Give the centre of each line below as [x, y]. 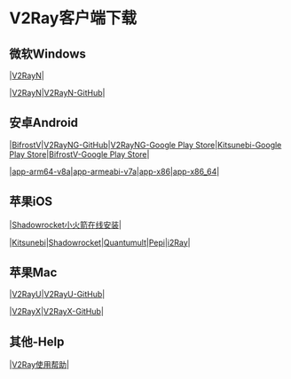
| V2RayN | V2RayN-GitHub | [57, 93]
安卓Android [43, 123]
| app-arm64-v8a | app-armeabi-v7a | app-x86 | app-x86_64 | [114, 171]
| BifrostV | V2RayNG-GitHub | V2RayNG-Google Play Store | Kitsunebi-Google [145, 145]
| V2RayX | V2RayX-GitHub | [57, 312]
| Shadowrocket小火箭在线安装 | [66, 225]
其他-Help [37, 341]
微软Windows [47, 54]
